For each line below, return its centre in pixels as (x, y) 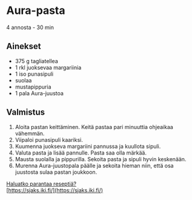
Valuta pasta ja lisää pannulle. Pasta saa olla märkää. (81, 153)
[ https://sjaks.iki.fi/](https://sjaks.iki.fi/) (55, 190)
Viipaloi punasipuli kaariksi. (49, 139)
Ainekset (24, 46)
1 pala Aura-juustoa (39, 93)
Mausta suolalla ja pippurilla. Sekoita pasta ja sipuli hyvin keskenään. (101, 159)
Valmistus (26, 112)
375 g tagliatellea (37, 61)
